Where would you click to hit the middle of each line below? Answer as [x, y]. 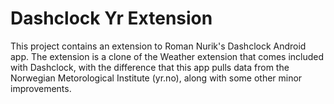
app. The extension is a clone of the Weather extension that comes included [167, 56]
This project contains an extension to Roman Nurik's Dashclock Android [158, 46]
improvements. [41, 88]
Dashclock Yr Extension [111, 18]
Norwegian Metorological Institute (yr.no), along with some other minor [156, 78]
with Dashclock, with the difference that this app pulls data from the [150, 67]
